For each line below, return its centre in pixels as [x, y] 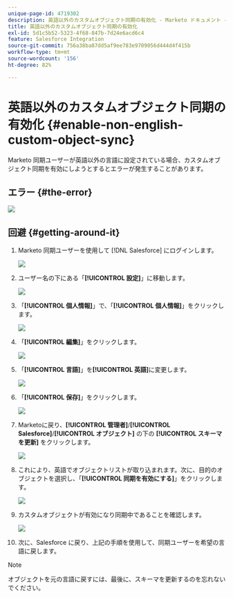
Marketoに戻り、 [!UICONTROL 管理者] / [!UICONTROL [94, 425]
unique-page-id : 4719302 [44, 13]
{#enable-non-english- [115, 124]
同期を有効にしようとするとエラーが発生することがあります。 [119, 168]
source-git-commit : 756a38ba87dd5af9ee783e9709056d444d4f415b [99, 46]
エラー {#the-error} [50, 192]
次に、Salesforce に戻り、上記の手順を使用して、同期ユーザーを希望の [118, 543]
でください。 [26, 588]
